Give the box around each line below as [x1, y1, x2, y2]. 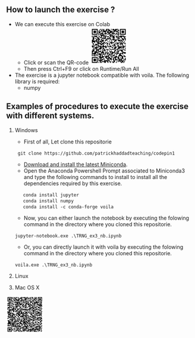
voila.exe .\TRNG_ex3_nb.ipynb [14, 262, 93, 268]
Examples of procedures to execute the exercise [6, 101, 189, 112]
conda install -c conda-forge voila [23, 204, 114, 210]
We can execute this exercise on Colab [14, 20, 111, 27]
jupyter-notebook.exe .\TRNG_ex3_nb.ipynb [14, 233, 122, 239]
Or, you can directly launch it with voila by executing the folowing [23, 243, 184, 251]
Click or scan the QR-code [23, 59, 89, 66]
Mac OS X [14, 284, 40, 291]
